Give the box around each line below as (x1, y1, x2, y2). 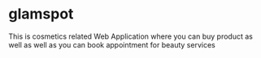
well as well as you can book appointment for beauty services (8, 39, 215, 49)
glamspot (8, 5, 74, 23)
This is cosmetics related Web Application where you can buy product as (8, 31, 254, 41)
